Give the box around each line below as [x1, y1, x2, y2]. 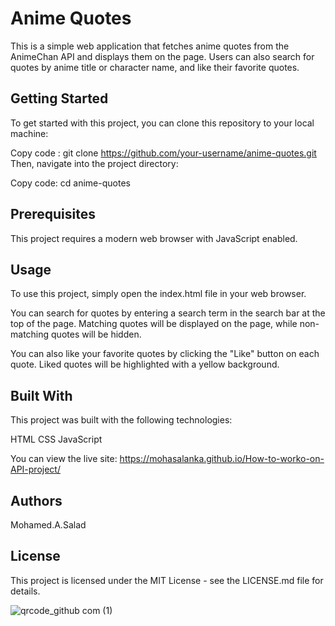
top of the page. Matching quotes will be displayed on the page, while [10, 318, 298, 330]
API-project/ [10, 463, 61, 476]
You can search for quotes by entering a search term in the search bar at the [10, 307, 326, 319]
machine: [10, 127, 49, 139]
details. [10, 585, 41, 597]
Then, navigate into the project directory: [10, 157, 179, 169]
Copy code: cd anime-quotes [10, 177, 131, 189]
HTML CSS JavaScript [10, 433, 103, 446]
